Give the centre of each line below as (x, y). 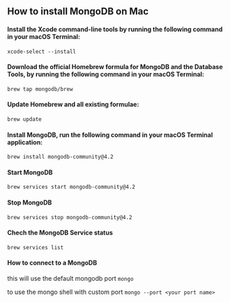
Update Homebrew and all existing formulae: (73, 105)
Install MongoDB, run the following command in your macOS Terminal (110, 135)
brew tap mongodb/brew (40, 89)
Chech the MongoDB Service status (60, 232)
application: (25, 142)
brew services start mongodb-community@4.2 (71, 187)
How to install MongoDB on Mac (78, 12)
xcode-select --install (42, 52)
